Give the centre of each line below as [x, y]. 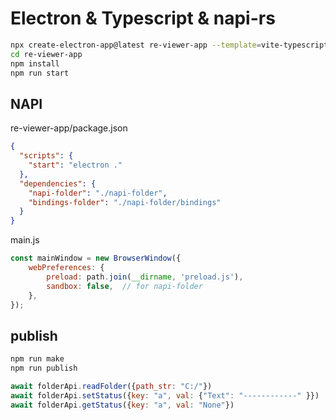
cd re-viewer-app [46, 54]
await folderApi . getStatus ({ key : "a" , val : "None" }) [122, 405]
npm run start [40, 73]
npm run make [37, 359]
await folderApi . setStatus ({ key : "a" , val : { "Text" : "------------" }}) [165, 395]
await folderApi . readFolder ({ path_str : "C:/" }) [111, 386]
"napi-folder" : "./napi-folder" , [98, 193]
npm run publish [44, 368]
